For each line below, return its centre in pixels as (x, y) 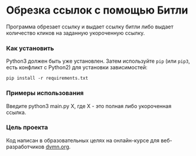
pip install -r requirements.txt (47, 78)
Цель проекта (27, 128)
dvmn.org (58, 147)
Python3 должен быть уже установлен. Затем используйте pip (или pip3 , (98, 61)
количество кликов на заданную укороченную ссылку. (76, 32)
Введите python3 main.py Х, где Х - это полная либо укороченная (89, 106)
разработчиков (25, 147)
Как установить (30, 48)
